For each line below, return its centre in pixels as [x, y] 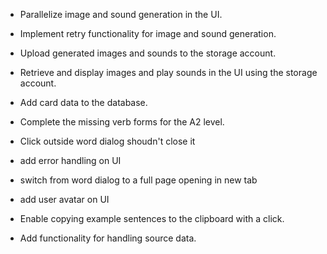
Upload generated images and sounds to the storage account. [148, 53]
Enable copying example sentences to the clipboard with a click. [152, 218]
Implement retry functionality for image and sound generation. [148, 33]
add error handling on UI [70, 160]
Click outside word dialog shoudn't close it [107, 141]
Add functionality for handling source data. [108, 238]
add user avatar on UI [64, 199]
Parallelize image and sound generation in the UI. [121, 14]
